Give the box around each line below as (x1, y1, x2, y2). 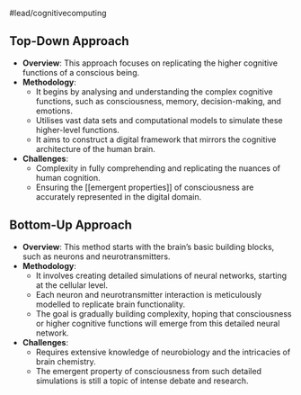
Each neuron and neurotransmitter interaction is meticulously (35, 289, 262, 300)
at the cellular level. (35, 279, 109, 291)
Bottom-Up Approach (9, 218, 133, 233)
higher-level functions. (35, 124, 120, 135)
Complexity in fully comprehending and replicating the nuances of (35, 162, 281, 174)
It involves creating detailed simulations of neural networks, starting (35, 270, 288, 281)
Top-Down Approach (9, 33, 129, 49)
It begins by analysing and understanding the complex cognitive (35, 85, 273, 97)
